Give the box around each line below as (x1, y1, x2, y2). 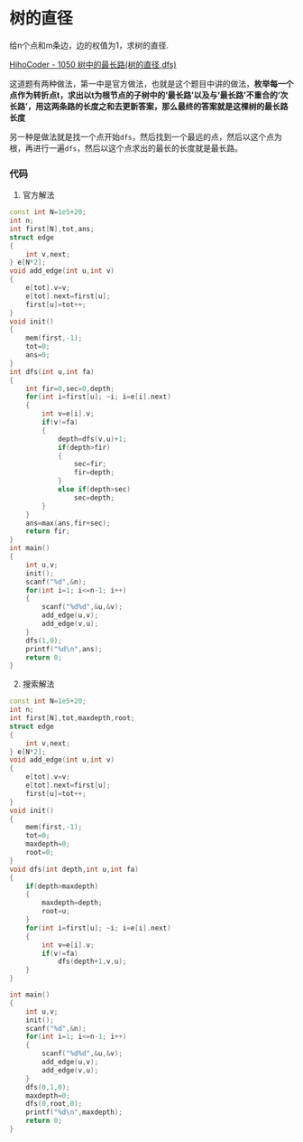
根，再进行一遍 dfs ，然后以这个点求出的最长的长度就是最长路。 (9, 142, 243, 154)
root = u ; (41, 907, 70, 916)
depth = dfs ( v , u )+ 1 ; (57, 435, 127, 444)
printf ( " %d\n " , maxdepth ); (25, 1108, 124, 1117)
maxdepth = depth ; (41, 898, 103, 908)
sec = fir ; (73, 460, 106, 469)
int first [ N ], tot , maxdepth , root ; (9, 714, 135, 723)
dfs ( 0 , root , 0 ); (25, 1100, 83, 1109)
